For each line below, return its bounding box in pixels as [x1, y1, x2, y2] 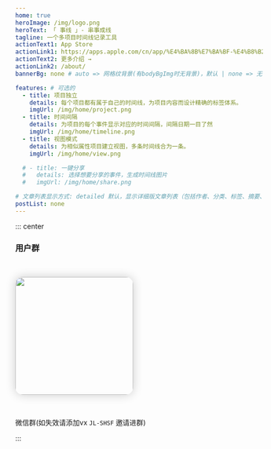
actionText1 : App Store [15, 41, 93, 49]
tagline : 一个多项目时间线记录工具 [15, 33, 118, 42]
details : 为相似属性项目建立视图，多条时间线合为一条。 [29, 142, 190, 150]
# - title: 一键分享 [22, 164, 85, 172]
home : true [15, 11, 51, 20]
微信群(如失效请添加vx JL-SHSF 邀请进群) [15, 418, 146, 428]
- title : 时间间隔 [22, 113, 78, 122]
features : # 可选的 [15, 84, 75, 92]
